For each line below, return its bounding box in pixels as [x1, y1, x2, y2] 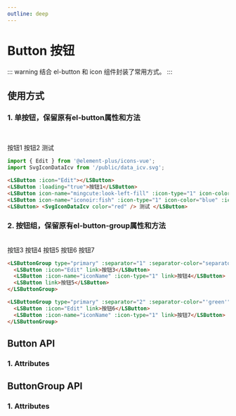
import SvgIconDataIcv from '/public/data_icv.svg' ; [7, 164, 165, 171]
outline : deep [7, 10, 49, 18]
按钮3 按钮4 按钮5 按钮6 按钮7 [7, 245, 95, 254]
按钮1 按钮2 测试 [7, 143, 55, 152]
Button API [7, 337, 55, 349]
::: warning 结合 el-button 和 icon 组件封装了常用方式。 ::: [7, 67, 173, 76]
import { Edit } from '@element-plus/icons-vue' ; [7, 157, 156, 165]
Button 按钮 [7, 43, 75, 58]
